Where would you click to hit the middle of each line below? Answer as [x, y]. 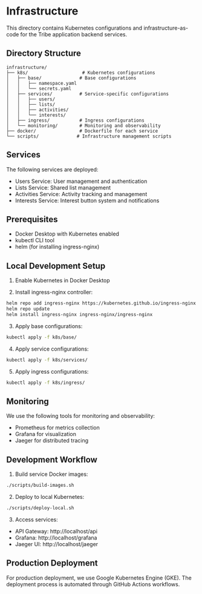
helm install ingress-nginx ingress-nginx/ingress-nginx [80, 314]
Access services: [37, 520]
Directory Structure [44, 54]
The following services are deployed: [52, 169]
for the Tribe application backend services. [74, 34]
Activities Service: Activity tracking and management [81, 194]
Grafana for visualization [46, 434]
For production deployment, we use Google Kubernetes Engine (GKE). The [99, 578]
